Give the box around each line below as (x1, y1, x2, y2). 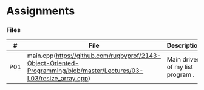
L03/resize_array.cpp (27, 74, 89, 83)
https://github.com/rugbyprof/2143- (55, 51, 161, 60)
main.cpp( (27, 51, 56, 60)
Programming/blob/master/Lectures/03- (27, 66, 144, 75)
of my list (166, 63, 193, 71)
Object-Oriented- (27, 59, 79, 68)
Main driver (166, 56, 200, 64)
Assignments (6, 4, 75, 18)
